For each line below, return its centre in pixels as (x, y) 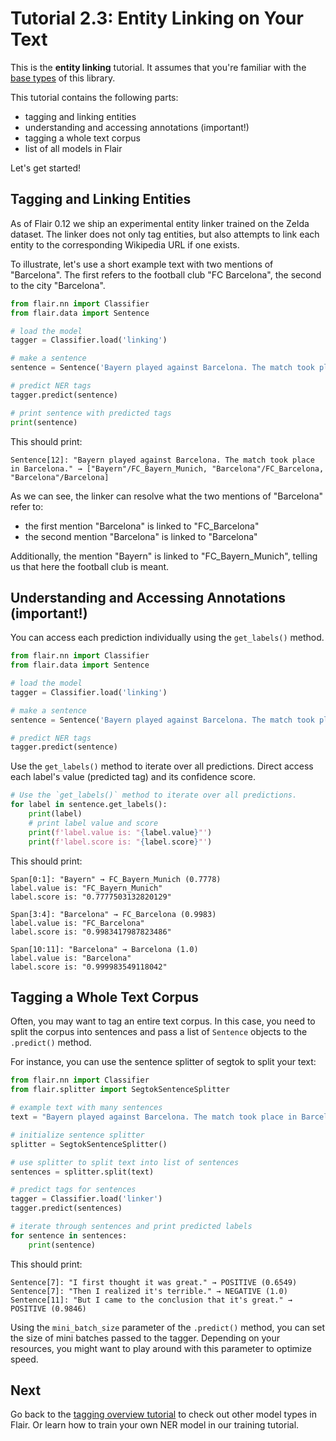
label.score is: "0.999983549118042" (89, 967)
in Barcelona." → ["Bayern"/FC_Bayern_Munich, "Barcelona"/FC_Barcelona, (167, 468)
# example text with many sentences (86, 1108)
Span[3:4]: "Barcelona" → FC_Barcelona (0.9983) (113, 914)
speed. (24, 1359)
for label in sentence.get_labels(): (89, 805)
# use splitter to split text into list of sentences (125, 1162)
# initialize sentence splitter (77, 1135)
